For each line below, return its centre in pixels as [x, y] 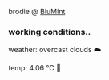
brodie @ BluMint [37, 11]
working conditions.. [50, 32]
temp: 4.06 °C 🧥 [35, 68]
